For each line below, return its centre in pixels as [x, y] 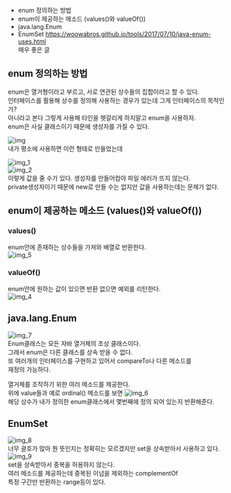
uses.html [32, 41]
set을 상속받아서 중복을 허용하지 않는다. [61, 465]
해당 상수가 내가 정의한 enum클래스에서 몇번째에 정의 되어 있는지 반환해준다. [111, 401]
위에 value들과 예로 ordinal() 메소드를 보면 [66, 393]
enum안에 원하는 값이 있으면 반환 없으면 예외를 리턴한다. [84, 289]
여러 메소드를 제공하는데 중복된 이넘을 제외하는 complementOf [93, 474]
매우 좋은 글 [34, 50]
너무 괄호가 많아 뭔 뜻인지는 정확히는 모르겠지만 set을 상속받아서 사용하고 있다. [114, 449]
